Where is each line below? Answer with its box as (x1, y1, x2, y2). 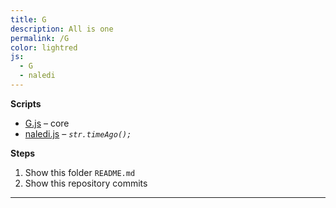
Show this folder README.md (24, 166, 136, 178)
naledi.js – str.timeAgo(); (24, 127, 132, 140)
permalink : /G (10, 33, 70, 43)
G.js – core (24, 117, 70, 129)
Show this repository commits (24, 177, 148, 189)
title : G (10, 14, 47, 25)
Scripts (10, 97, 42, 110)
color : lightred (10, 42, 78, 53)
